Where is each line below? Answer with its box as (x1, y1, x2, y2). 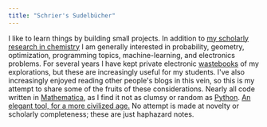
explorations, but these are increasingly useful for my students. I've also (8, 67, 245, 76)
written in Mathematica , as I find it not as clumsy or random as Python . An (8, 92, 251, 102)
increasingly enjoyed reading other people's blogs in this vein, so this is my (8, 75, 255, 85)
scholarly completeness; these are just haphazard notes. (8, 109, 194, 119)
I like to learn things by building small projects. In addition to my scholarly (8, 33, 249, 43)
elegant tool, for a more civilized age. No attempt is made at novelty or (8, 101, 239, 110)
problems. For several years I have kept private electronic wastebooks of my (8, 59, 259, 68)
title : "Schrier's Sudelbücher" (8, 11, 116, 20)
